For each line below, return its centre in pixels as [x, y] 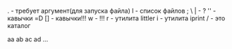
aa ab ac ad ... [28, 39]
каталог [19, 26]
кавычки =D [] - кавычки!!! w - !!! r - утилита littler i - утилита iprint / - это [116, 18]
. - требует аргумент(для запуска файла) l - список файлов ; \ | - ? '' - [112, 11]
